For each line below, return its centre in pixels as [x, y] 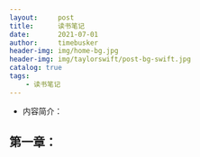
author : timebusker [54, 43]
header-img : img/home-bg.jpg [64, 51]
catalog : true [36, 68]
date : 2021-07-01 [54, 34]
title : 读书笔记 [47, 26]
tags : [19, 76]
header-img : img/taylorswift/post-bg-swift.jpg [100, 59]
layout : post [42, 17]
